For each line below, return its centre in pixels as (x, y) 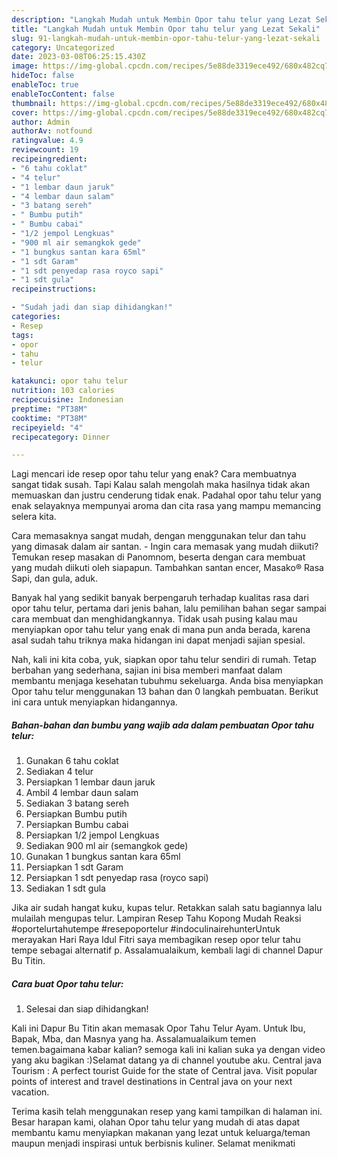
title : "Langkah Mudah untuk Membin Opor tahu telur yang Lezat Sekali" (166, 29)
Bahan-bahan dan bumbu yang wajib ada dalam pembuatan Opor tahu (162, 725)
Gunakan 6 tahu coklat (72, 761)
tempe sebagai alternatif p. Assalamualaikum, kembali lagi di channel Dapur (167, 950)
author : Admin (41, 122)
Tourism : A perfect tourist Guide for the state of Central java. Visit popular (164, 1071)
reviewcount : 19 (45, 150)
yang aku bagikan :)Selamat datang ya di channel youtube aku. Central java (167, 1060)
